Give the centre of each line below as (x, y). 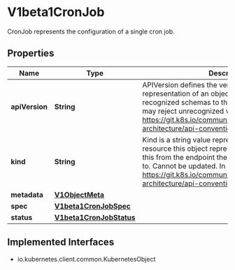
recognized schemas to (181, 102)
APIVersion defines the (180, 84)
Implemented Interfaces (61, 242)
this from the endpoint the (185, 157)
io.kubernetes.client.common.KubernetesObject (86, 259)
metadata (27, 195)
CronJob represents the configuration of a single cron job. (91, 31)
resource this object (175, 149)
